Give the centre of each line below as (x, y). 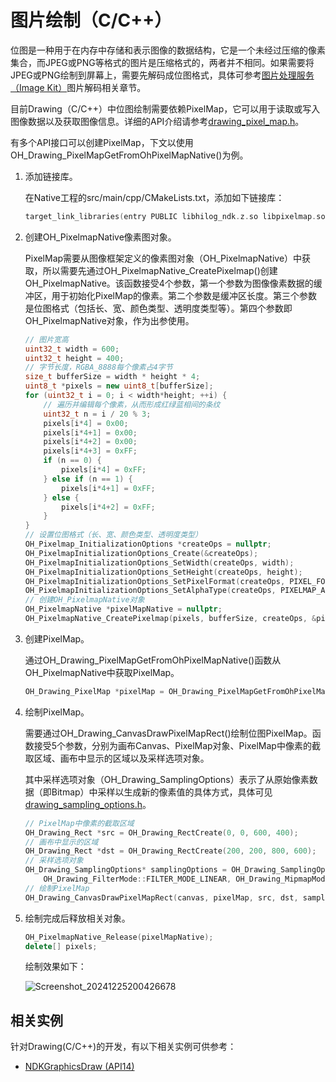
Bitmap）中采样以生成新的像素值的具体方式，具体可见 (162, 792)
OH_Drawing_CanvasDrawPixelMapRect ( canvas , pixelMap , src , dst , (161, 897)
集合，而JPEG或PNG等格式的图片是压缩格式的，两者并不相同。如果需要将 (162, 62)
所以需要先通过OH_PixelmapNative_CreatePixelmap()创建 (160, 270)
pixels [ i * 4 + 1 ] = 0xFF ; (108, 488)
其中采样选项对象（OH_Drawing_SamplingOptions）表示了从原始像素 (167, 779)
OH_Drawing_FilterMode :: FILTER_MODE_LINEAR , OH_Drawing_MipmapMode (186, 879)
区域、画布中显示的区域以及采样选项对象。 (121, 758)
